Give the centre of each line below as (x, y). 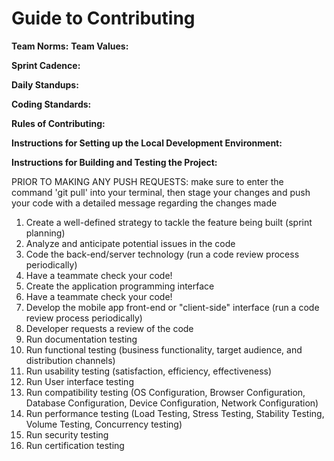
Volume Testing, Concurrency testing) (104, 424)
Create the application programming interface (120, 286)
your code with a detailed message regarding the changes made (144, 203)
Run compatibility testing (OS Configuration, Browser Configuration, (165, 392)
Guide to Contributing (103, 18)
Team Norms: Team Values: (70, 46)
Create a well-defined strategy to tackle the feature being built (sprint (169, 222)
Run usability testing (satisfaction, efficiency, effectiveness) (149, 371)
